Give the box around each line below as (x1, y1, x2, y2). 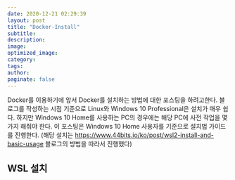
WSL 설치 (7, 162, 48, 174)
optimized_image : (7, 50, 58, 57)
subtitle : (7, 30, 37, 37)
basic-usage (7, 140, 44, 148)
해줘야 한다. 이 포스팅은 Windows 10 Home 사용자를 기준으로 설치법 (20, 122, 208, 131)
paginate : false (7, 75, 55, 83)
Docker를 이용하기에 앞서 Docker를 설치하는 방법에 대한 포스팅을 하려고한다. (7, 96, 218, 104)
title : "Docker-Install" (7, 23, 80, 30)
